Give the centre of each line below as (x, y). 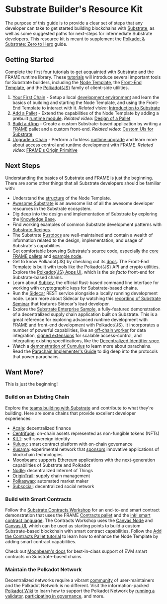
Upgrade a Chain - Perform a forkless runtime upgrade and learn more (85, 139)
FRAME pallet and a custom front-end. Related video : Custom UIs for (83, 129)
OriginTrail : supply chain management (51, 476)
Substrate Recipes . (32, 229)
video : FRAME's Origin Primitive (45, 150)
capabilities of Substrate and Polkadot (51, 465)
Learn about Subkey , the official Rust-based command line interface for (85, 283)
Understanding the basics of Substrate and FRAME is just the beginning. (79, 178)
